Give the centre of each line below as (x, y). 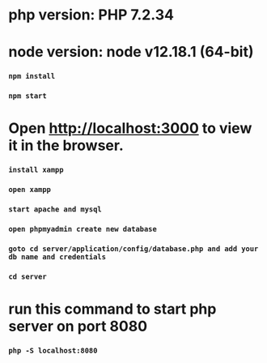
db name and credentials (57, 257)
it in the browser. (66, 145)
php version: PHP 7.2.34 (91, 15)
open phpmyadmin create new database (83, 229)
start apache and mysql (55, 209)
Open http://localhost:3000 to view (130, 128)
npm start (28, 96)
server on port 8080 (78, 327)
